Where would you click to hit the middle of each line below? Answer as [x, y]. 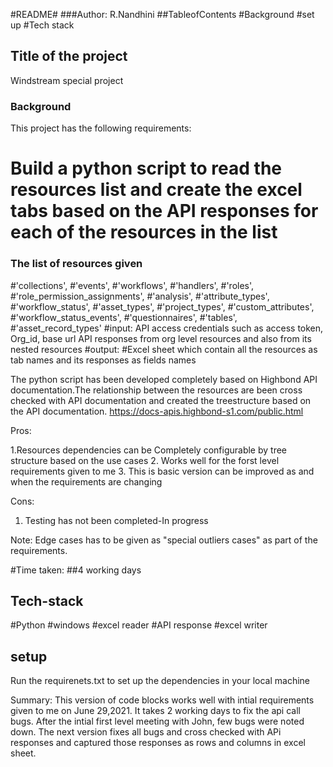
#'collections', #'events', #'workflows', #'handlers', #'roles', [132, 285]
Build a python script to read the [146, 168]
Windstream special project [67, 80]
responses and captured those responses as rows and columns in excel [158, 743]
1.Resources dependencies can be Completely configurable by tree [149, 450]
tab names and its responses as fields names [103, 360]
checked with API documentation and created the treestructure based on [161, 400]
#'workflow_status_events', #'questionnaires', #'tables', [124, 317]
